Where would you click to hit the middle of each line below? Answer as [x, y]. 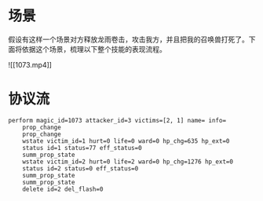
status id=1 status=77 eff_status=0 [82, 148]
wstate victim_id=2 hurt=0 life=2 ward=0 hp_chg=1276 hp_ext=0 [128, 162]
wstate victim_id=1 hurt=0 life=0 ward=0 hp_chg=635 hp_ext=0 [126, 141]
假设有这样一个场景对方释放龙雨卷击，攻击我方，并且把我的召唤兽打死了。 [128, 39]
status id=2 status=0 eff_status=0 [80, 168]
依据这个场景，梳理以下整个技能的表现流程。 [94, 49]
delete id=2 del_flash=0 [63, 189]
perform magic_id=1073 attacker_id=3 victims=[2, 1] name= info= [117, 120]
